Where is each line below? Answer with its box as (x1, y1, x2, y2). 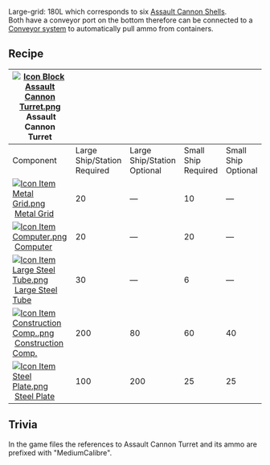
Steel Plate (14, 390, 55, 402)
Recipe (8, 47, 44, 61)
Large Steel (14, 284, 58, 296)
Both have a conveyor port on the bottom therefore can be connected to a (8, 15, 253, 25)
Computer (14, 241, 53, 252)
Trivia (8, 418, 38, 432)
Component (12, 154, 58, 165)
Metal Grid (14, 208, 55, 219)
